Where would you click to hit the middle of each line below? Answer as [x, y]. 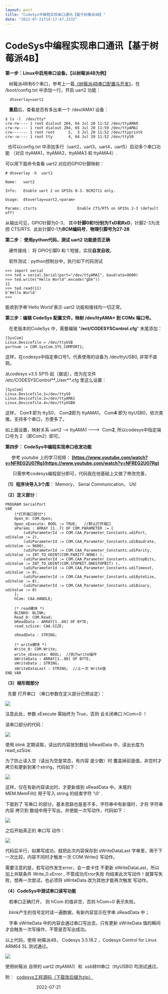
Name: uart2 [20, 182]
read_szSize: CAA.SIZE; [39, 626]
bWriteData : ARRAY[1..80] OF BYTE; [53, 659]
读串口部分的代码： [25, 725]
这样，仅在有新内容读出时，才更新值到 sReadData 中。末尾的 [68, 787]
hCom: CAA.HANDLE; [33, 599]
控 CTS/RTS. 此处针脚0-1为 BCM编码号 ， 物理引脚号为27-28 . [68, 229]
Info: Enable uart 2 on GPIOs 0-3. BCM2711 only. [60, 191]
